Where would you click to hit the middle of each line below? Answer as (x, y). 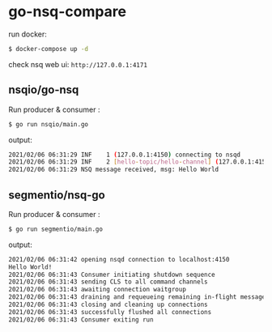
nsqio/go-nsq (44, 90)
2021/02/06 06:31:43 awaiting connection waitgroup (97, 290)
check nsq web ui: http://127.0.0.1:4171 (78, 64)
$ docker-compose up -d (49, 49)
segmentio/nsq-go (57, 195)
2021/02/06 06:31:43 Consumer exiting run (81, 319)
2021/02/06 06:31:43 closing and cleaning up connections (108, 305)
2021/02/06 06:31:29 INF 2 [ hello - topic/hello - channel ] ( (114, 162)
